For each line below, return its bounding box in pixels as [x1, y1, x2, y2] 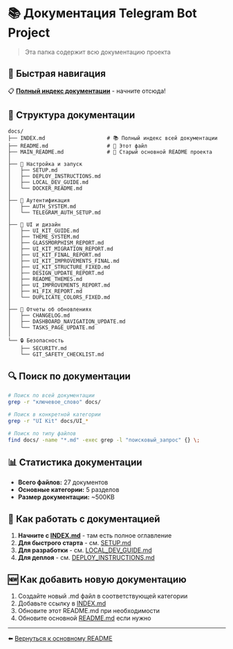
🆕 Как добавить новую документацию [8, 574, 187, 585]
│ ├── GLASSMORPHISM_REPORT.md [8, 239, 104, 246]
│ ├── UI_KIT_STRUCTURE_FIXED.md [8, 264, 111, 271]
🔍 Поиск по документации [8, 370, 131, 382]
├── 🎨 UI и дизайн [8, 221, 61, 228]
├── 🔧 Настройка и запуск [8, 161, 82, 167]
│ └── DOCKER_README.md [8, 185, 82, 192]
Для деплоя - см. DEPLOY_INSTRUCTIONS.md [17, 554, 155, 562]
